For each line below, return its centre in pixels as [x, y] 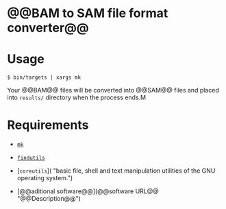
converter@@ [48, 28]
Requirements [48, 125]
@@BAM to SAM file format [88, 13]
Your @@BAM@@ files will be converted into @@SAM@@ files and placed [113, 90]
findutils [31, 158]
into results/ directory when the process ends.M [76, 97]
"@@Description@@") [49, 199]
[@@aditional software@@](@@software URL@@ [88, 191]
